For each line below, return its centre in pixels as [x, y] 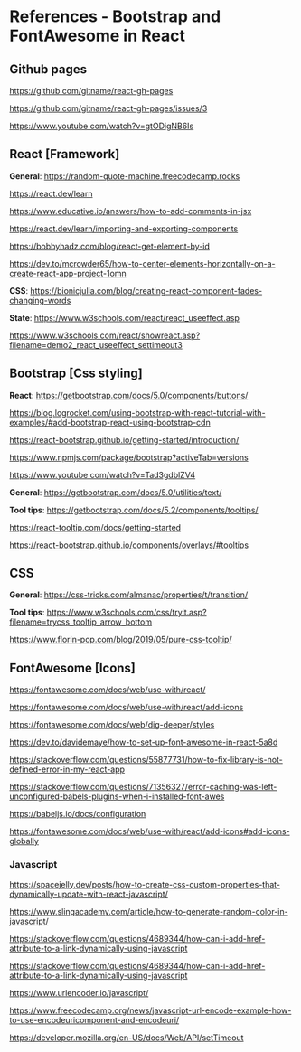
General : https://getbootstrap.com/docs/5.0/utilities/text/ [116, 492]
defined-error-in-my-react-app [67, 769]
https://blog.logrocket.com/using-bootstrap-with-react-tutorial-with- [137, 412]
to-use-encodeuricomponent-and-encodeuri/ [94, 1019]
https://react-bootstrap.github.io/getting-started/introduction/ [124, 439]
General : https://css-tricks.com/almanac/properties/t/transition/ [129, 595]
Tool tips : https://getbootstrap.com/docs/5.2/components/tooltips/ [134, 510]
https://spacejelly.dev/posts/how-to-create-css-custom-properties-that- [145, 884]
